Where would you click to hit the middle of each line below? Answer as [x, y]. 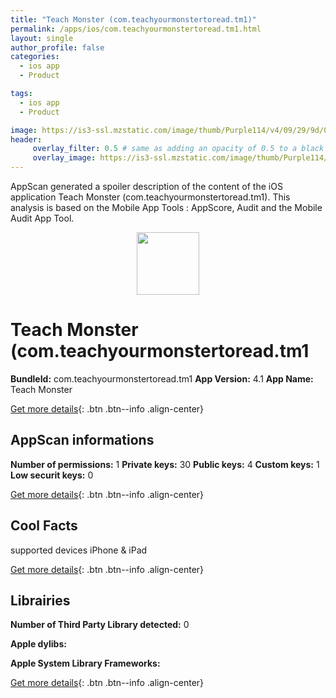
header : [26, 139]
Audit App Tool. [42, 218]
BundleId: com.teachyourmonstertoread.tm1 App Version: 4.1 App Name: [162, 378]
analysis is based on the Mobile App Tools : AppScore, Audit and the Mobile [166, 207]
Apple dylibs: [38, 644]
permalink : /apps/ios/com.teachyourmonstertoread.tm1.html [136, 29]
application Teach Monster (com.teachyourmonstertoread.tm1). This [150, 197]
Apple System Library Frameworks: [85, 663]
